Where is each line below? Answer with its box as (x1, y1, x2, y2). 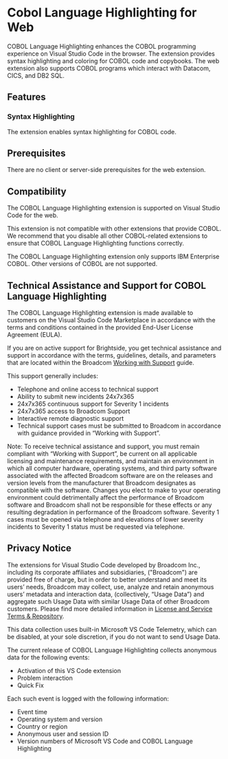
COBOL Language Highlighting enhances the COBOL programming (7, 42, 196, 50)
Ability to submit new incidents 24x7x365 (16, 393, 135, 401)
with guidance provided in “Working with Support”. (16, 429, 161, 437)
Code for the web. (7, 211, 58, 219)
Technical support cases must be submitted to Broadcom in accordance (16, 421, 222, 430)
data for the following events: (7, 653, 90, 661)
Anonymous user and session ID (16, 729, 109, 738)
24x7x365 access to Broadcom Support (16, 407, 130, 415)
